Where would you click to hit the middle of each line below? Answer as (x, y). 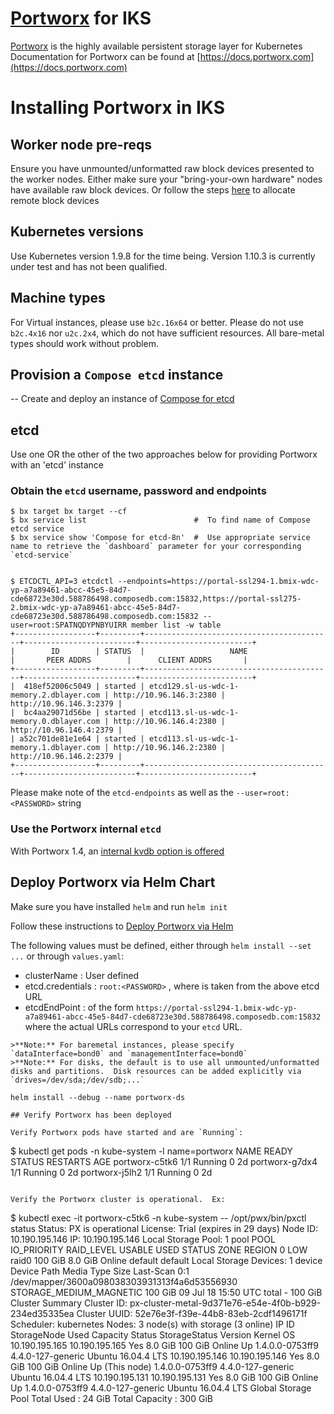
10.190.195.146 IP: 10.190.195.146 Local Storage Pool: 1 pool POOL (143, 1239)
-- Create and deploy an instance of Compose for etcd (122, 399)
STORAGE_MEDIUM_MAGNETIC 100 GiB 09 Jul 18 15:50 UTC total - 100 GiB (166, 1292)
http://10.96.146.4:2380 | (169, 722)
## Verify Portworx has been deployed (91, 1115)
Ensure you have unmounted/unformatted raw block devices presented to (162, 168)
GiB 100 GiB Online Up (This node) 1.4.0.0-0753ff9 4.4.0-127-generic (152, 1366)
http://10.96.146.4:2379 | (66, 730)
